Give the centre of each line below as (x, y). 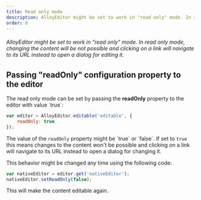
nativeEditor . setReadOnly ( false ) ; (49, 179)
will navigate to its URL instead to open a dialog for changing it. (84, 151)
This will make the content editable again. (57, 191)
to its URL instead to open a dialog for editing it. (65, 54)
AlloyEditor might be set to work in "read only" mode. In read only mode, (96, 42)
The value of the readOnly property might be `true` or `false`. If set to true (97, 138)
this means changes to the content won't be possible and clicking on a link (98, 145)
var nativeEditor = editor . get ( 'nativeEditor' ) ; (68, 174)
